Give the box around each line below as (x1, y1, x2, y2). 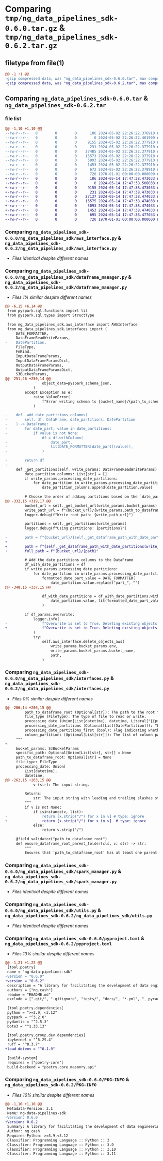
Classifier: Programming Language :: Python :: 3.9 (7, 1142, 114, 1147)
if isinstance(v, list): (33, 809, 83, 814)
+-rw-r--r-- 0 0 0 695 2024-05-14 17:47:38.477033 (5, 212, 155, 217)
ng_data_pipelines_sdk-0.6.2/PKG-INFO (5, 1082, 97, 1088)
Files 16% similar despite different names (12, 1092, 95, 1098)
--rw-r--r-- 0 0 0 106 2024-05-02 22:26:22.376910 (5, 131, 155, 136)
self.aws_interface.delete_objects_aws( (42, 639, 125, 644)
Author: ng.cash (7, 1129, 40, 1134)
